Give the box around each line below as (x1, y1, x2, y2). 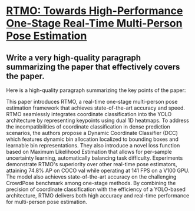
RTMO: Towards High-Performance (6, 4, 183, 18)
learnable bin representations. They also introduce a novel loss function (6, 142, 180, 149)
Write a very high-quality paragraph (6, 52, 141, 62)
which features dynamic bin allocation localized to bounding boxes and (6, 136, 179, 143)
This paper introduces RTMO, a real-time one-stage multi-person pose (6, 98, 178, 105)
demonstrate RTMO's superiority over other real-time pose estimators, (6, 161, 177, 167)
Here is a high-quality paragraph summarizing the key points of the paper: (6, 87, 186, 94)
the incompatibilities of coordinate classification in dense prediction (6, 123, 171, 130)
